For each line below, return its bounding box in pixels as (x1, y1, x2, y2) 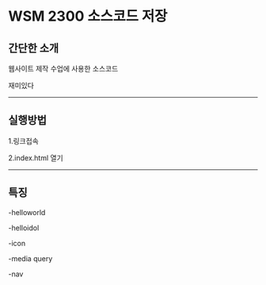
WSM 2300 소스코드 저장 (8, 7, 168, 25)
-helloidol (8, 223, 40, 233)
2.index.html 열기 (8, 152, 63, 163)
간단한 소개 (8, 41, 59, 55)
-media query (8, 253, 53, 263)
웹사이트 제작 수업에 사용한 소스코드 (8, 64, 119, 73)
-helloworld (8, 207, 46, 217)
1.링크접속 (8, 136, 40, 145)
